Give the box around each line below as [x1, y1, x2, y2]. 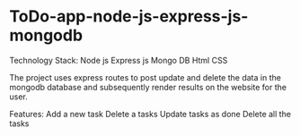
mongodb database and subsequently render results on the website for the [9, 81, 287, 92]
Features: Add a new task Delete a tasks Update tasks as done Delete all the [9, 108, 292, 119]
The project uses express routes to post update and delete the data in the [9, 72, 281, 82]
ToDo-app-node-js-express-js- [9, 6, 249, 27]
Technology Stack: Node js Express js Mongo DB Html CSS [9, 55, 228, 65]
